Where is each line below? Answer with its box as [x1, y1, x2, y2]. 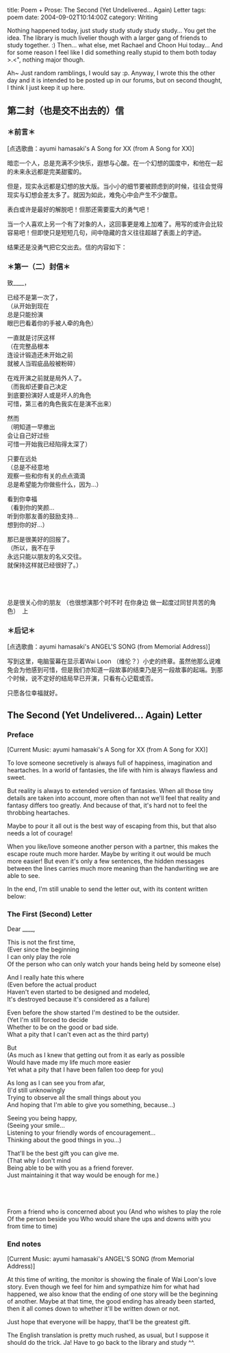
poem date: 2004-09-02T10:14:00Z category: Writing [7, 13, 158, 21]
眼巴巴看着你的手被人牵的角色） [7, 319, 97, 327]
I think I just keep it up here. [7, 84, 86, 91]
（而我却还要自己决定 [7, 382, 67, 391]
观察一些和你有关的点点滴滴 [7, 472, 86, 480]
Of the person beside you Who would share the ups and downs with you [7, 1214, 211, 1223]
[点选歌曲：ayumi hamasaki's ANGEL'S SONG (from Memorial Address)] [7, 643, 211, 651]
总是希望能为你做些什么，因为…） [7, 480, 103, 488]
